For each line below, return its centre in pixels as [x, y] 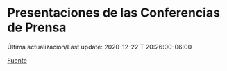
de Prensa [37, 27]
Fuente [17, 60]
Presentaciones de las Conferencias [114, 13]
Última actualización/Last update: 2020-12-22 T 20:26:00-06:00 [100, 47]
